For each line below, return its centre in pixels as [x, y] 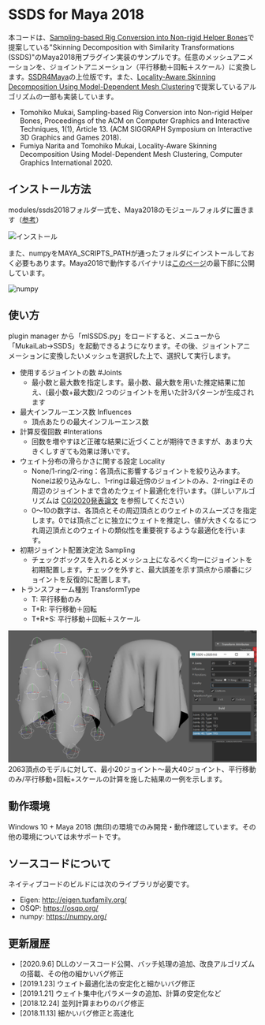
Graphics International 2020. [66, 162]
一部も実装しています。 [80, 96]
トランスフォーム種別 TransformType [80, 589]
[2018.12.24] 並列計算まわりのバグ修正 [82, 1004]
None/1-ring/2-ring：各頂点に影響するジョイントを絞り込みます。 [138, 471]
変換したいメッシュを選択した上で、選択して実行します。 [142, 356]
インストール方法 [50, 190]
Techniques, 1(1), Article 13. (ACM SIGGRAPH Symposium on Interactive [136, 129]
